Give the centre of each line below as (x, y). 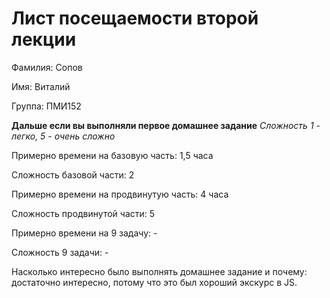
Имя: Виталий (41, 86)
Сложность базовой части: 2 (73, 174)
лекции (44, 39)
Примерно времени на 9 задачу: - (84, 233)
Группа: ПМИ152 (46, 106)
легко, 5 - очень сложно (63, 136)
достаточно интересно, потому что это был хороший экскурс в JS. (154, 282)
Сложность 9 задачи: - (60, 252)
